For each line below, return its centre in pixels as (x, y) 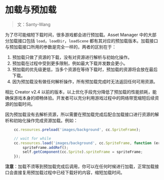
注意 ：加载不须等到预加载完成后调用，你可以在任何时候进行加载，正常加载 (80, 166)
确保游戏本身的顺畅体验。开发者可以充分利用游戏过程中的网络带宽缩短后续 (80, 98)
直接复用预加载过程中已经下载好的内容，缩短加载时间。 (69, 173)
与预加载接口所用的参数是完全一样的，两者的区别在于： (61, 47)
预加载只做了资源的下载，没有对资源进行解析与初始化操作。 (72, 57)
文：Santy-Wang (34, 24)
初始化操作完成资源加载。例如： (46, 120)
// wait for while (32, 138)
